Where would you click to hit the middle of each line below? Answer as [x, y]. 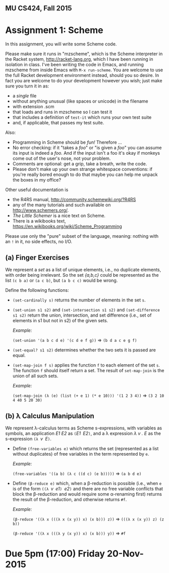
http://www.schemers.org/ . [41, 210]
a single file [24, 96]
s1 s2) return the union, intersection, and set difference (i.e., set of [82, 315]
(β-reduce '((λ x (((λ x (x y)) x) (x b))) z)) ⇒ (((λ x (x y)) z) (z [88, 519]
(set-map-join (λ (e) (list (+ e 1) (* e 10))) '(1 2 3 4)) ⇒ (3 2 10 [88, 395]
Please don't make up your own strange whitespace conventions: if [82, 169]
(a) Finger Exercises [37, 257]
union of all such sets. [35, 376]
